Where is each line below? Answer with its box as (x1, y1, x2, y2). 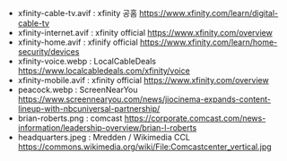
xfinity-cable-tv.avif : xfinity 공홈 (17, 8, 137, 18)
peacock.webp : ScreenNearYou (17, 84, 138, 95)
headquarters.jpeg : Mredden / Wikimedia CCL (17, 132, 191, 142)
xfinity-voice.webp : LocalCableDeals (17, 56, 157, 66)
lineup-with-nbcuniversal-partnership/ (17, 104, 161, 114)
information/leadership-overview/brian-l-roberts (17, 123, 197, 132)
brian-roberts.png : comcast (17, 113, 123, 123)
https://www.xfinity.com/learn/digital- (138, 8, 279, 18)
